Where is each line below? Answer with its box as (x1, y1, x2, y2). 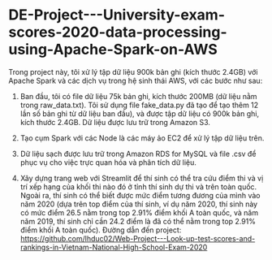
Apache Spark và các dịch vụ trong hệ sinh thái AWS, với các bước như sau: (8, 76, 263, 85)
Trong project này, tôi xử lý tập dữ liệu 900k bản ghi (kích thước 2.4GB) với (8, 67, 258, 76)
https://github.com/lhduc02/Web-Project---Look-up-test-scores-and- (19, 233, 256, 243)
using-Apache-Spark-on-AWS (8, 41, 218, 58)
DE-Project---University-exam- (8, 6, 226, 24)
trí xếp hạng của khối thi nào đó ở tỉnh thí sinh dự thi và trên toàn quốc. (19, 181, 257, 192)
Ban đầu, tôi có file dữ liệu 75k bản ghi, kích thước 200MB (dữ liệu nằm (19, 91, 257, 101)
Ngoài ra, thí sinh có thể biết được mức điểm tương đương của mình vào (19, 190, 261, 200)
